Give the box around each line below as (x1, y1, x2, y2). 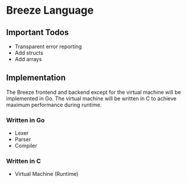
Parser (14, 136, 31, 143)
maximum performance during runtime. (6, 101, 102, 108)
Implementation (6, 72, 66, 83)
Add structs (14, 49, 43, 56)
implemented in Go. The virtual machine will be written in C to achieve (6, 94, 176, 102)
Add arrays (14, 56, 43, 62)
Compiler (14, 142, 37, 149)
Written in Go (6, 116, 45, 124)
